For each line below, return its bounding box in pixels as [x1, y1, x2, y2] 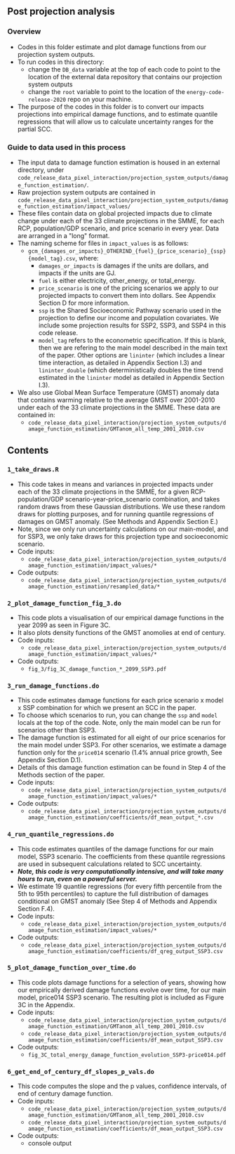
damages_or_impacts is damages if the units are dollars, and [38, 261, 209, 270]
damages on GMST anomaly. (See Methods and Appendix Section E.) [17, 517, 219, 525]
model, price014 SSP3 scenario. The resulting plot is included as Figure [17, 993, 224, 1002]
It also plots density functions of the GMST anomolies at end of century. [17, 628, 226, 636]
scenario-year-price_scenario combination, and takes [65, 494, 220, 503]
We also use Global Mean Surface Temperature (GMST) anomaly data [17, 388, 220, 396]
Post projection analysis [7, 6, 115, 18]
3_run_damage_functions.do [7, 681, 100, 690]
